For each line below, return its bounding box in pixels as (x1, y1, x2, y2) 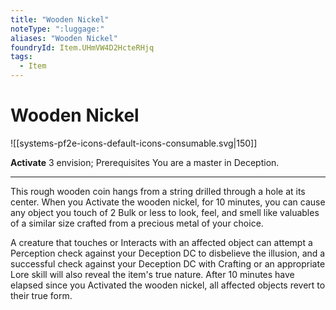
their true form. (10, 289, 73, 301)
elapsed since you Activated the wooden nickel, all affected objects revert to (10, 279, 326, 291)
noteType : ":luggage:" (10, 24, 105, 34)
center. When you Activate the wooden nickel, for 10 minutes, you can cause (10, 196, 326, 208)
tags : (10, 52, 33, 62)
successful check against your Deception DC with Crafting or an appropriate (10, 257, 326, 270)
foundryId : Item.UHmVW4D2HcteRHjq (10, 42, 155, 53)
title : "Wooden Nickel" (10, 14, 110, 25)
